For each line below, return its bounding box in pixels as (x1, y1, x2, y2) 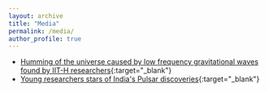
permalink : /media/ (8, 27, 75, 35)
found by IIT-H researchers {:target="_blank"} (19, 66, 172, 76)
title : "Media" (8, 20, 60, 28)
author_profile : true (8, 34, 82, 43)
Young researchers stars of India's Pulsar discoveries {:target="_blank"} (19, 74, 260, 84)
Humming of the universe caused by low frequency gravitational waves (19, 57, 259, 67)
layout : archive (8, 11, 63, 20)
